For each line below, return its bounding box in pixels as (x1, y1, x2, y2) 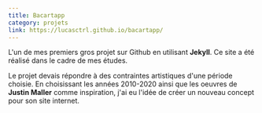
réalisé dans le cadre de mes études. (8, 56, 128, 65)
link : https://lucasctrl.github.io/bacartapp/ (8, 26, 164, 34)
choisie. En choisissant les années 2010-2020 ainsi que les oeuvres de (8, 79, 238, 89)
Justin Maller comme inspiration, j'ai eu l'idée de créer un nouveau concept (8, 88, 254, 97)
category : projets (8, 19, 68, 27)
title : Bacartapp (8, 11, 65, 20)
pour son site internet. (8, 96, 80, 106)
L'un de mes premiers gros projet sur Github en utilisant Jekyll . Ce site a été (8, 48, 255, 57)
